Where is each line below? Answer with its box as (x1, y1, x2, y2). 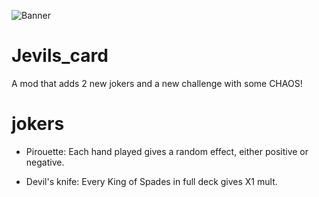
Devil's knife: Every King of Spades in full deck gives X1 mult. (25, 175, 278, 187)
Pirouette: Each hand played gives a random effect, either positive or (25, 145, 309, 157)
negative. (25, 156, 65, 168)
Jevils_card (11, 45, 109, 67)
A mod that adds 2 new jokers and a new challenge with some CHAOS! (11, 77, 303, 89)
